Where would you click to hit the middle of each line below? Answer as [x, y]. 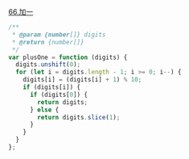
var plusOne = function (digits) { [68, 57]
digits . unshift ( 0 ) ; [48, 65]
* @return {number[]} [48, 42]
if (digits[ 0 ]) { [59, 94]
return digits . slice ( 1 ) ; [79, 117]
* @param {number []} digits [59, 35]
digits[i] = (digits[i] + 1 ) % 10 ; [82, 80]
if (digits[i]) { [52, 87]
